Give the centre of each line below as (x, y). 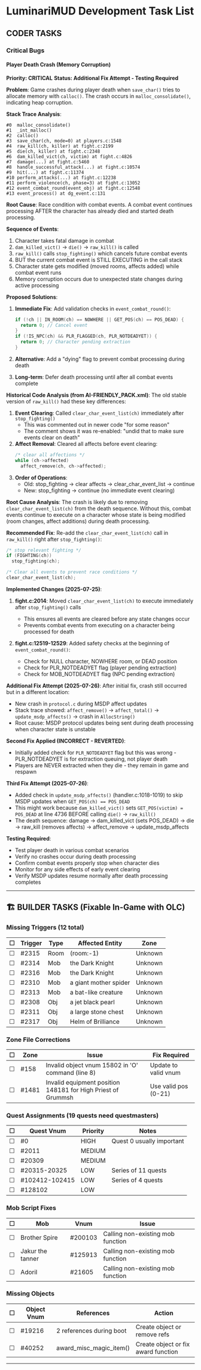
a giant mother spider (100, 982)
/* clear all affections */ (50, 455)
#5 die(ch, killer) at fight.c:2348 (53, 151)
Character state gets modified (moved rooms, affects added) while (97, 266)
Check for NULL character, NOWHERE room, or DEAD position (100, 661)
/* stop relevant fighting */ (44, 550)
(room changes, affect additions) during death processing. (78, 521)
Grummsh (60, 1097)
